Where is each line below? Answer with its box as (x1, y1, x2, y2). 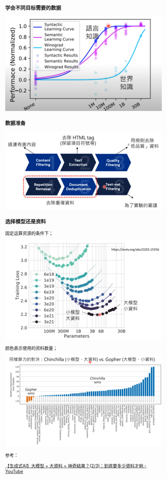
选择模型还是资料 (5, 218, 46, 225)
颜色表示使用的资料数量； (5, 345, 58, 351)
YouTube (5, 468, 23, 474)
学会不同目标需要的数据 (5, 4, 61, 11)
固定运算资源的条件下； (5, 230, 53, 237)
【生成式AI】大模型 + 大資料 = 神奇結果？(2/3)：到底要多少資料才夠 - (5, 463, 147, 469)
